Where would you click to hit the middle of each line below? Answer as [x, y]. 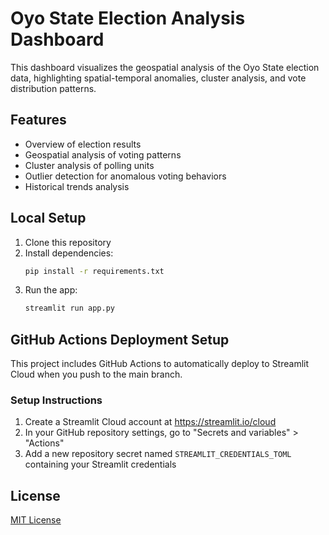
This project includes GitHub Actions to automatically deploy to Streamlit [160, 364]
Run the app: [51, 290]
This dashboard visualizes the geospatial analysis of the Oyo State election [165, 67]
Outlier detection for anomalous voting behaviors [125, 176]
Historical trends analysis [77, 186]
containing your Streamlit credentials [100, 464]
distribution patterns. [53, 88]
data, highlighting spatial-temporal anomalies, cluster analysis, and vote [158, 78]
